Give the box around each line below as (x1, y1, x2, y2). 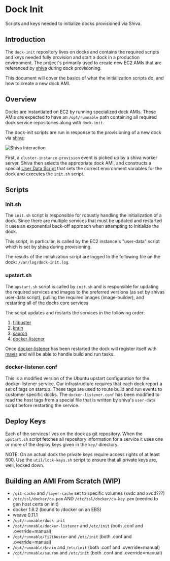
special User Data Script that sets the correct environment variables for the (5, 165, 162, 171)
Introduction (5, 35, 46, 44)
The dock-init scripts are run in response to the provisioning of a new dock (5, 129, 161, 136)
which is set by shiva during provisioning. (5, 244, 92, 250)
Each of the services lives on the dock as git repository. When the (5, 431, 143, 437)
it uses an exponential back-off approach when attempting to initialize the (5, 223, 159, 229)
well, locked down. (5, 462, 45, 468)
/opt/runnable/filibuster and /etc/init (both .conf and (12, 533, 132, 540)
